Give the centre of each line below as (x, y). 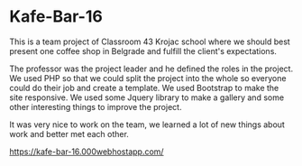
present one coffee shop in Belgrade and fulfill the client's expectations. (143, 51)
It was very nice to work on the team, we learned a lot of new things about (147, 124)
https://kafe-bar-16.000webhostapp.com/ (87, 152)
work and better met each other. (69, 134)
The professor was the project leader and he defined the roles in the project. (151, 69)
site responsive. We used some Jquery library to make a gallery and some (147, 97)
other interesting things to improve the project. (96, 106)
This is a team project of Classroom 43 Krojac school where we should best (150, 41)
